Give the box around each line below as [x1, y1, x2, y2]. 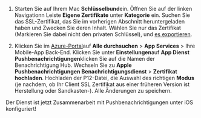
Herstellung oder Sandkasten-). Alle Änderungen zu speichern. [14, 87, 172, 94]
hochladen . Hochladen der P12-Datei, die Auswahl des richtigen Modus [14, 75, 194, 81]
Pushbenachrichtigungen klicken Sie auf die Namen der [14, 55, 155, 62]
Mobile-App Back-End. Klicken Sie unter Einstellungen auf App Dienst [14, 49, 190, 56]
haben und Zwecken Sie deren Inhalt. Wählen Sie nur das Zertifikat [14, 24, 181, 31]
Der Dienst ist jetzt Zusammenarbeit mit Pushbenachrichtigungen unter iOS [5, 99, 194, 106]
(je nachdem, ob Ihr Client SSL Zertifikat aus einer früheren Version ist [14, 81, 190, 88]
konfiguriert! [5, 105, 37, 112]
